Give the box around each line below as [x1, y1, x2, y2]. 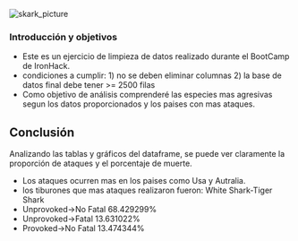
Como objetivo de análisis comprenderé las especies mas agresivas [21, 90, 273, 100]
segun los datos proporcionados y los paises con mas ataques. [21, 99, 255, 109]
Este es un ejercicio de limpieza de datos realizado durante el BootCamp [21, 51, 290, 62]
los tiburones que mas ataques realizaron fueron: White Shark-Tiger [21, 185, 273, 196]
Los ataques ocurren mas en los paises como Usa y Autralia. [21, 176, 246, 186]
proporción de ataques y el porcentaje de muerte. [9, 158, 192, 169]
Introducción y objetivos [9, 30, 118, 43]
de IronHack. [21, 61, 70, 72]
